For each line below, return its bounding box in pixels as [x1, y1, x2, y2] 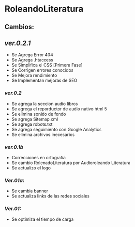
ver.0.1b [4, 144, 24, 151]
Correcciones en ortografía [11, 154, 66, 160]
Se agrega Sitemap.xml [11, 116, 58, 122]
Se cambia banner [11, 188, 48, 194]
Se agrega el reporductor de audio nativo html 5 [11, 106, 107, 112]
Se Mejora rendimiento [11, 73, 57, 78]
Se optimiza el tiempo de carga [11, 216, 74, 222]
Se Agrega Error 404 [11, 52, 54, 58]
